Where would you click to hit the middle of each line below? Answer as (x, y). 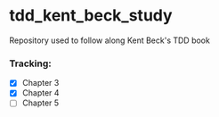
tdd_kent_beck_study (91, 16)
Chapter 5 (41, 103)
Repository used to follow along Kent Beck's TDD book (110, 40)
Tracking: (30, 63)
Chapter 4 (41, 93)
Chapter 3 (41, 83)
